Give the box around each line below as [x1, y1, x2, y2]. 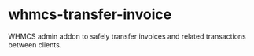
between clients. [8, 39, 62, 49]
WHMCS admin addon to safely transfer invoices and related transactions [8, 32, 246, 41]
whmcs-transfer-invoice [8, 6, 172, 24]
